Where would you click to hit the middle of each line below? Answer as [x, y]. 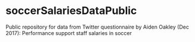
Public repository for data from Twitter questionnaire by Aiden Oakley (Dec [97, 27]
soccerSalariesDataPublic [71, 11]
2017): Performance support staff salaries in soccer [69, 33]
